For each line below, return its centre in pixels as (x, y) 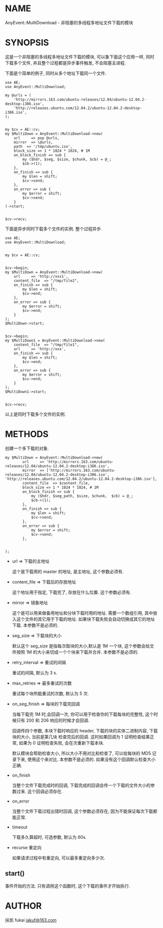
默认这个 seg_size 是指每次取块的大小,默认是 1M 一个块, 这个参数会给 (81, 646)
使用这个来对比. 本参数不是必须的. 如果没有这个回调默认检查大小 (91, 759)
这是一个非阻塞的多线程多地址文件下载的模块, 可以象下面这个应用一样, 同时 (80, 57)
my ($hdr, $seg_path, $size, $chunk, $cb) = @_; (82, 496)
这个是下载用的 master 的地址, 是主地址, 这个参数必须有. (68, 571)
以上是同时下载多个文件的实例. (36, 414)
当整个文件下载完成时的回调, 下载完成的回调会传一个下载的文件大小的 (81, 785)
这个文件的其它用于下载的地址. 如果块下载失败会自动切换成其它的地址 (86, 619)
